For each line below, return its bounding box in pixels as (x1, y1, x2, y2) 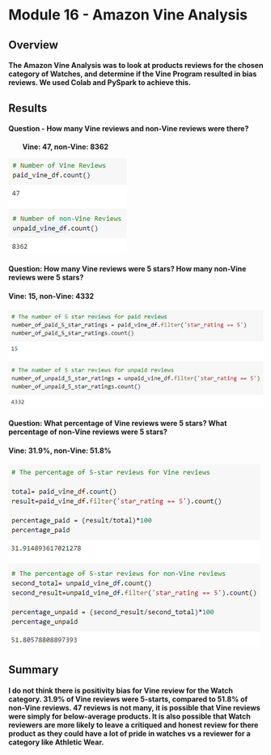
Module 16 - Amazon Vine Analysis (8, 6, 248, 24)
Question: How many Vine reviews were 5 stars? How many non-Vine (8, 264, 247, 274)
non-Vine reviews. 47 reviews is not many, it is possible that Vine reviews (8, 702, 260, 712)
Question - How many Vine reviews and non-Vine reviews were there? (8, 124, 249, 134)
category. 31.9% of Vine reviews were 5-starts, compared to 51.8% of (8, 694, 248, 704)
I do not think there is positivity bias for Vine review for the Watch (8, 685, 233, 695)
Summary (8, 663, 59, 676)
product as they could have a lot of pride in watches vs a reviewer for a (8, 728, 251, 738)
